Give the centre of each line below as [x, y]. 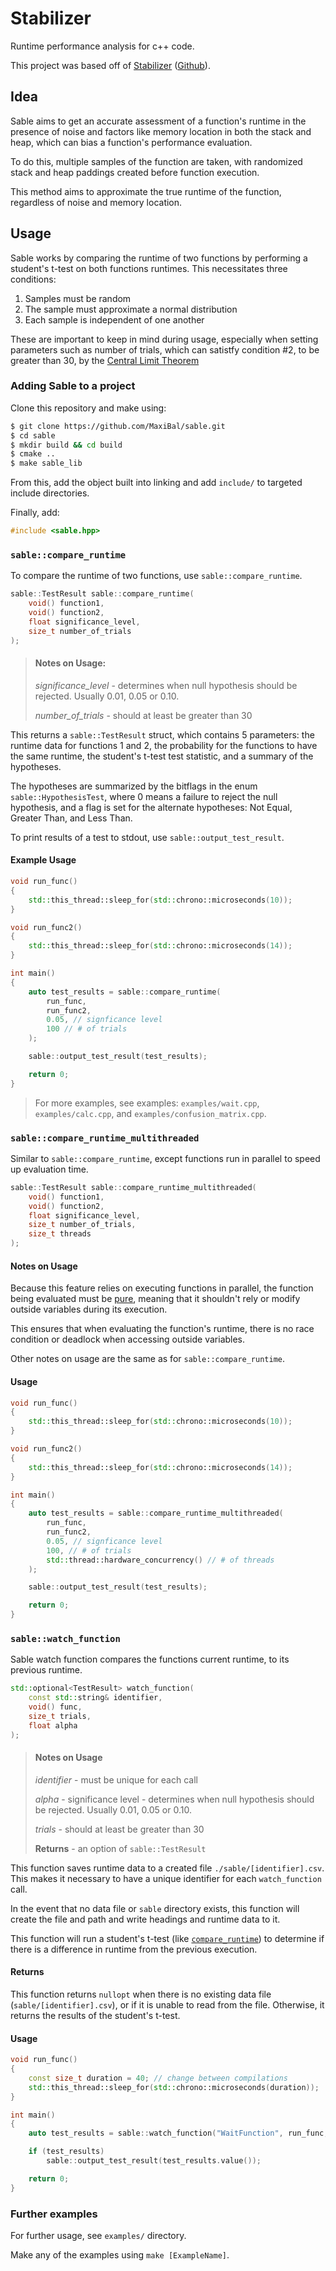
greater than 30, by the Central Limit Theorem [105, 360]
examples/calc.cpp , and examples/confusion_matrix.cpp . [150, 1113]
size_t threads [60, 1234]
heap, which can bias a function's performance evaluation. [131, 142]
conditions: [33, 279]
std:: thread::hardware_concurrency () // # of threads [160, 1560]
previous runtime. [46, 1670]
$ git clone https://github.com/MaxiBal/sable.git [118, 426]
